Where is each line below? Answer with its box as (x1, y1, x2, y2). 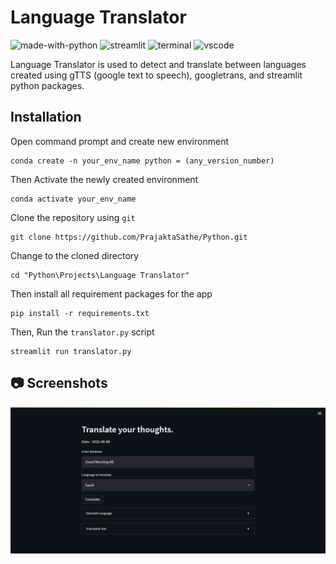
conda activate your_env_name (10, 194, 137, 204)
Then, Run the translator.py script (10, 326, 155, 338)
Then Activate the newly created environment (10, 173, 199, 185)
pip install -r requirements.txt (10, 308, 150, 318)
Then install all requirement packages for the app (10, 287, 213, 300)
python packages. (10, 79, 85, 91)
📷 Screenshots (10, 375, 108, 392)
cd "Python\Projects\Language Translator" (10, 270, 190, 280)
